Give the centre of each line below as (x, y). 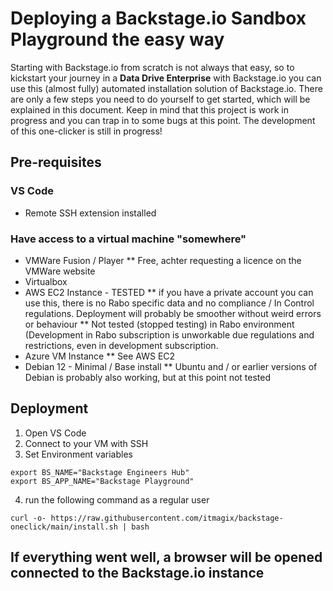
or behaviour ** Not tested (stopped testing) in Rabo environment (159, 324)
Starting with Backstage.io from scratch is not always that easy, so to (152, 67)
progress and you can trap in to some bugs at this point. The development (163, 120)
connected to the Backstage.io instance (137, 573)
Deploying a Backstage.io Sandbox (158, 18)
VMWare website (60, 271)
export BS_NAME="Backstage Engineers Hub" (100, 472)
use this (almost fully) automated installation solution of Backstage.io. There (166, 88)
